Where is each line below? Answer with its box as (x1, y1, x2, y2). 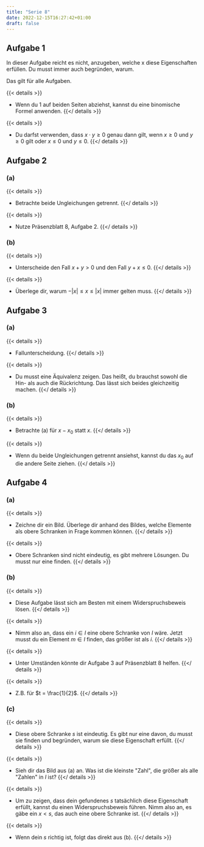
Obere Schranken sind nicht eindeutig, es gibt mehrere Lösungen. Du (15, 552, 189, 559)
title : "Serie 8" (6, 9, 51, 15)
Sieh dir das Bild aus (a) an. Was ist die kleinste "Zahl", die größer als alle (15, 767, 199, 774)
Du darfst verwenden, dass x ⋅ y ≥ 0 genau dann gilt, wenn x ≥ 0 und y (15, 131, 194, 139)
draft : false (6, 20, 40, 26)
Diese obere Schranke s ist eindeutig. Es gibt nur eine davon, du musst (15, 730, 193, 738)
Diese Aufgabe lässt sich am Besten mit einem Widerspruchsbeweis (15, 599, 186, 606)
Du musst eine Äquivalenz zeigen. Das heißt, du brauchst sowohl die (15, 373, 188, 380)
